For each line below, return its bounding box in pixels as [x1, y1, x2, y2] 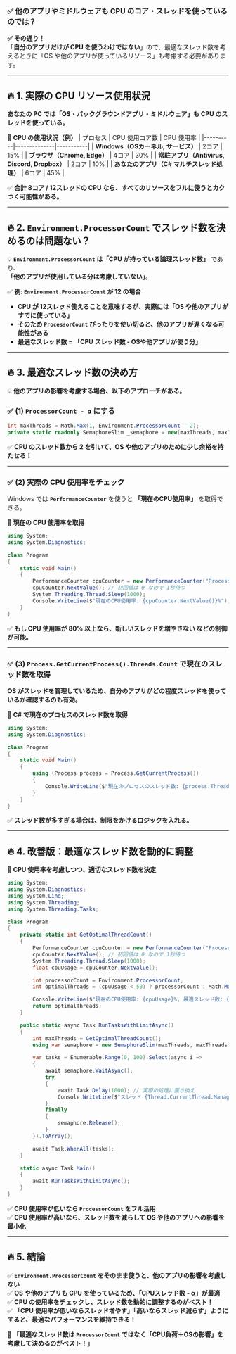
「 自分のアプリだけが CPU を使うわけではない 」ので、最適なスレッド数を [7, 43, 220, 51]
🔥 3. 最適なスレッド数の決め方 [7, 367, 138, 379]
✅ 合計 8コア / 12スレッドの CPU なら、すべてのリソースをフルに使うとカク [7, 184, 225, 192]
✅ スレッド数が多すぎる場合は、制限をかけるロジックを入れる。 [7, 816, 193, 825]
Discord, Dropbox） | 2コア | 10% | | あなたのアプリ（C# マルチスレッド [7, 160, 217, 168]
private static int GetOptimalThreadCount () [20, 931, 152, 939]
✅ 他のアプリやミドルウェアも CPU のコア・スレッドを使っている [7, 6, 228, 15]
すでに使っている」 [17, 311, 74, 319]
